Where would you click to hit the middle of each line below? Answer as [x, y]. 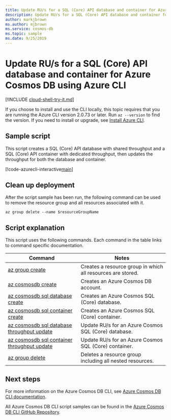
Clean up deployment [40, 185]
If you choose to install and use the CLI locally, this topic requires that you [83, 109]
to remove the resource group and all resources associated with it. [75, 203]
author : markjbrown [26, 19]
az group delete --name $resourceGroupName [52, 212]
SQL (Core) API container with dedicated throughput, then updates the [79, 154]
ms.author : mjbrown [26, 24]
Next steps [23, 379]
